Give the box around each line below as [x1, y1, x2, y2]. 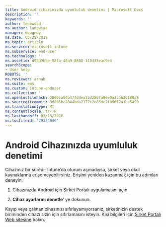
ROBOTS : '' [5, 72, 28, 77]
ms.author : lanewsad [5, 26, 48, 31]
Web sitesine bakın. [5, 217, 46, 223]
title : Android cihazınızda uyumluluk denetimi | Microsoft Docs [5, 7, 143, 12]
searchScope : [5, 63, 32, 68]
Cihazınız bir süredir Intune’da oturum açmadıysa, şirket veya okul [5, 166, 140, 172]
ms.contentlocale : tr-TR [5, 109, 57, 114]
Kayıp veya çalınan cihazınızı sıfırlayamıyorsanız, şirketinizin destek [5, 206, 143, 212]
